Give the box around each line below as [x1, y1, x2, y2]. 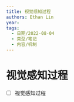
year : [6, 19, 19, 25]
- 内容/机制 [11, 42, 37, 48]
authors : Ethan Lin [6, 14, 54, 20]
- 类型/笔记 [11, 36, 37, 42]
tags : [6, 25, 19, 31]
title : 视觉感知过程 [6, 8, 51, 15]
